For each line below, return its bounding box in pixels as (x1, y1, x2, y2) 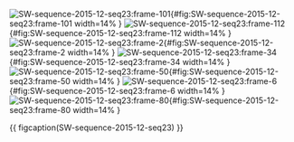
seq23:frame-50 (9, 76, 71, 86)
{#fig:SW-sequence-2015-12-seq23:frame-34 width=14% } (9, 57, 231, 67)
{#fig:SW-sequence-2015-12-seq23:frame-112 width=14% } (9, 28, 232, 38)
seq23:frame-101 (9, 18, 72, 29)
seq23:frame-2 (9, 47, 66, 58)
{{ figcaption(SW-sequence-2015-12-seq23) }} (9, 122, 184, 133)
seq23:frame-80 (9, 105, 71, 115)
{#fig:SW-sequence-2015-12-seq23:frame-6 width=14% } (9, 86, 226, 96)
